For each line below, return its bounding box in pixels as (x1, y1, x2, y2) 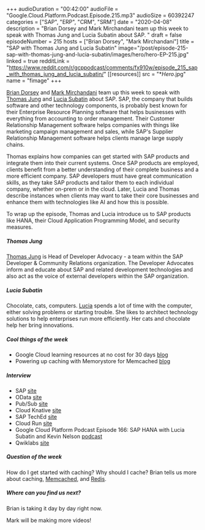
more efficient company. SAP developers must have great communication (6, 172, 192, 180)
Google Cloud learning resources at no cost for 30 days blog (15, 351, 168, 358)
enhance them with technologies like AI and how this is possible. (6, 199, 170, 205)
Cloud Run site (15, 420, 53, 427)
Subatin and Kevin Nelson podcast (15, 432, 103, 440)
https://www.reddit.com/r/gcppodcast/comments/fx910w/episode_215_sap (9, 64, 198, 71)
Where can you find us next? (6, 489, 81, 496)
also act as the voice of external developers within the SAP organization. (6, 272, 189, 280)
